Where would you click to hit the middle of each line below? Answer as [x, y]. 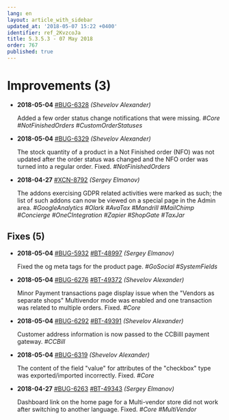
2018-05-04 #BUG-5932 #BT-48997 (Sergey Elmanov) [95, 253]
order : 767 [23, 45]
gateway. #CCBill [41, 341]
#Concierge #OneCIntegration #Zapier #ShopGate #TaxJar [101, 215]
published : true [30, 52]
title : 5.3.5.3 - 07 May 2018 [50, 39]
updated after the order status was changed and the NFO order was [112, 159]
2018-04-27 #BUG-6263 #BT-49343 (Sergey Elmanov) [95, 388]
